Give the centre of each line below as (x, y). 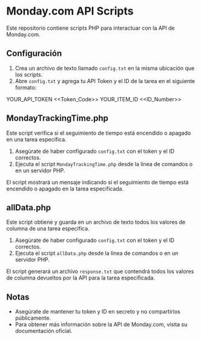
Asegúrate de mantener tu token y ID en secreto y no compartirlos (97, 312)
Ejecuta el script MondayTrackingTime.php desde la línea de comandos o (104, 164)
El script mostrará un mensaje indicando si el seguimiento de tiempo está (97, 182)
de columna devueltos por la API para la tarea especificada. (81, 278)
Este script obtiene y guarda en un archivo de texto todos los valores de (96, 222)
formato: (26, 87)
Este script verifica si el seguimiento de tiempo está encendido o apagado (99, 133)
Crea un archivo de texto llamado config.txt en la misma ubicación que (105, 68)
